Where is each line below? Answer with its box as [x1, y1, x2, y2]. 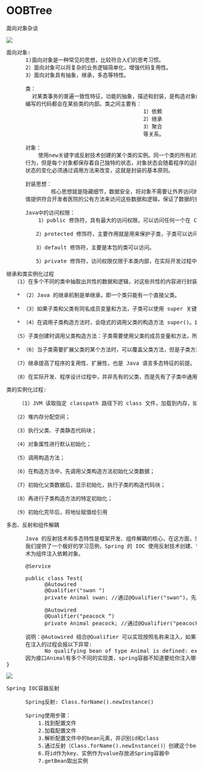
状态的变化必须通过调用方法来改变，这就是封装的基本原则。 [25, 167, 174, 174]
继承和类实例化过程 [6, 270, 54, 277]
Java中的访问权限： [25, 209, 76, 216]
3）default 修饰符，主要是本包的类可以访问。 [36, 244, 155, 251]
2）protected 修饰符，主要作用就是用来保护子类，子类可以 [36, 230, 188, 237]
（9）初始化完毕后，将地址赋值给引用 [16, 509, 108, 515]
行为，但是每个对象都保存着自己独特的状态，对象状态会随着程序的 [25, 159, 190, 166]
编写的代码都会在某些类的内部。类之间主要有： [25, 100, 142, 107]
